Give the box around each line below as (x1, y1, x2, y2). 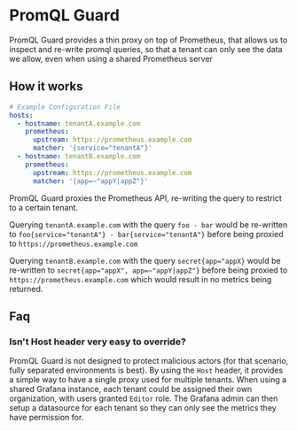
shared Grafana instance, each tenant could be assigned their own (9, 384, 253, 395)
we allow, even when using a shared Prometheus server (9, 53, 213, 64)
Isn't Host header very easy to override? (9, 335, 186, 348)
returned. (9, 283, 43, 294)
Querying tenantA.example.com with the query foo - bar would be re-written (9, 219, 288, 230)
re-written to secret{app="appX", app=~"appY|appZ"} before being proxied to (9, 265, 288, 275)
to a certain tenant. (9, 202, 78, 212)
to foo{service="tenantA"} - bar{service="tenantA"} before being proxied (9, 228, 284, 239)
